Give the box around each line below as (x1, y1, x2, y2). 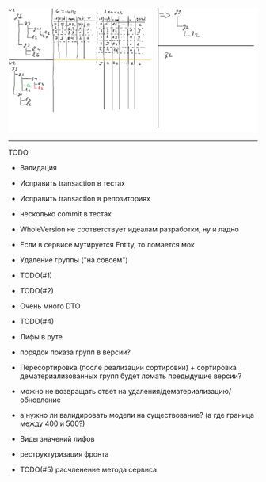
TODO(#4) (19, 316, 55, 326)
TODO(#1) (19, 270, 53, 280)
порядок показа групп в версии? (19, 347, 131, 357)
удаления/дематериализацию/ (127, 386, 232, 396)
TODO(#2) (19, 285, 54, 295)
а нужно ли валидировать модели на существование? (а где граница (19, 410, 255, 419)
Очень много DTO (19, 301, 81, 311)
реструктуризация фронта (19, 449, 109, 459)
